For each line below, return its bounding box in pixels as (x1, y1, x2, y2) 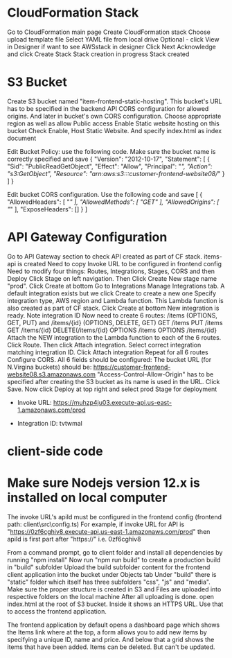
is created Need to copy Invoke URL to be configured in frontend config (17, 259, 222, 268)
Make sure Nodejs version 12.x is (7, 475, 201, 491)
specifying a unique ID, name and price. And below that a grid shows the (7, 635, 215, 643)
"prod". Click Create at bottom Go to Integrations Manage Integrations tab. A (7, 282, 225, 290)
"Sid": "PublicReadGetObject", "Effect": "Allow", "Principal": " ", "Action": (7, 162, 213, 171)
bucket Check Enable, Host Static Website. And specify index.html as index (7, 126, 222, 135)
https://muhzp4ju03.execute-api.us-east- (53, 398, 172, 406)
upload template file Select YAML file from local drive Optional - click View (7, 35, 220, 43)
